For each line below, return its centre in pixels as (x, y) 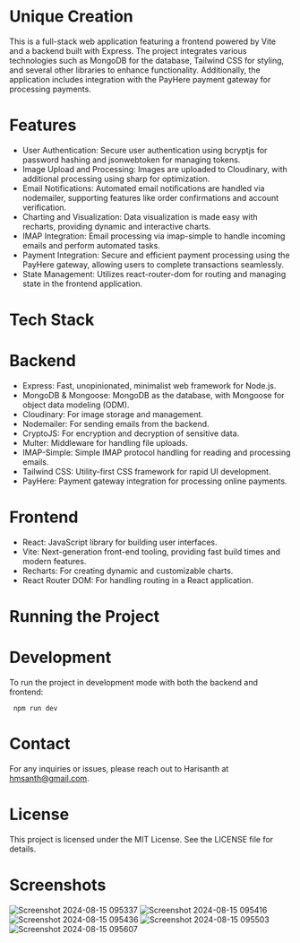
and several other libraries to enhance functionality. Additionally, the (135, 70)
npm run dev (35, 709)
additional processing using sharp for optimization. (116, 179)
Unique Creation (71, 17)
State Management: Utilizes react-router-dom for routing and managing (154, 274)
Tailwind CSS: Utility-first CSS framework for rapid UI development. (146, 471)
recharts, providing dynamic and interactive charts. (116, 226)
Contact (40, 744)
